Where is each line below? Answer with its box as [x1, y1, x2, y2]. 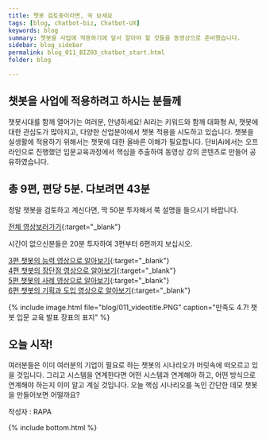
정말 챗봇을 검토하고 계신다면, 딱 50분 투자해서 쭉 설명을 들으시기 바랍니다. [8, 204, 239, 215]
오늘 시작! [8, 337, 53, 351]
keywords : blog [8, 26, 59, 34]
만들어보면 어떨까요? [16, 390, 80, 400]
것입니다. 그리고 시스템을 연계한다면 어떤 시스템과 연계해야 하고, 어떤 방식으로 [16, 371, 256, 380]
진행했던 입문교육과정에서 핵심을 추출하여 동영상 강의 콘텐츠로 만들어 [35, 146, 249, 156]
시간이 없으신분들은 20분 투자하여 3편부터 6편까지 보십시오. [8, 239, 193, 248]
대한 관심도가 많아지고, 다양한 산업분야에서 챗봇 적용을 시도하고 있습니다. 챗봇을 [8, 126, 254, 136]
